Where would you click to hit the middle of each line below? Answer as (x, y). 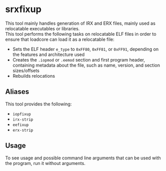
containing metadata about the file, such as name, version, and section (86, 65)
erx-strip (23, 130)
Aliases (17, 92)
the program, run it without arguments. (45, 163)
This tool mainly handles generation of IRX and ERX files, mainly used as (80, 23)
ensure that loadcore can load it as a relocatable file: (60, 39)
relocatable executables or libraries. (42, 28)
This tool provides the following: (39, 104)
